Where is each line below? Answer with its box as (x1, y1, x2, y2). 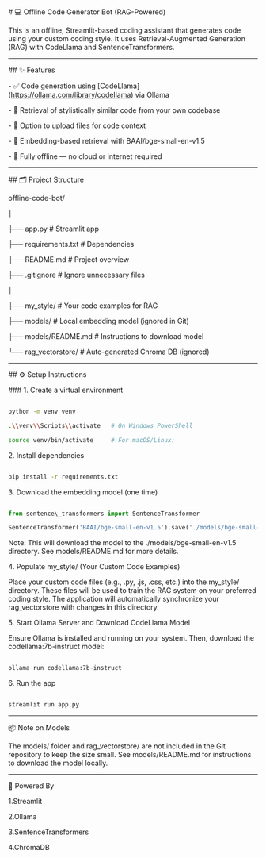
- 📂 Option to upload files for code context (8, 121, 146, 130)
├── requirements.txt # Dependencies (8, 240, 135, 248)
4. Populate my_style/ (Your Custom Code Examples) (8, 562, 180, 571)
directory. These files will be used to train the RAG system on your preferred (8, 586, 256, 595)
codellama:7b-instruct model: (8, 642, 104, 652)
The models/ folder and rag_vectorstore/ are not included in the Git (8, 741, 226, 751)
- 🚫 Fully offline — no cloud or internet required (8, 152, 162, 161)
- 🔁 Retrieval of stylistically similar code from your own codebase (8, 106, 221, 114)
